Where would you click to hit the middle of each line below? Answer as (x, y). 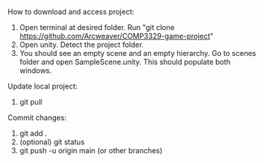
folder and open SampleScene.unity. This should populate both (125, 62)
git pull (30, 102)
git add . (33, 133)
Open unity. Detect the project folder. (81, 45)
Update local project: (43, 86)
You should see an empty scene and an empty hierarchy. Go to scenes (138, 53)
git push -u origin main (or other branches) (91, 150)
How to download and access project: (71, 12)
